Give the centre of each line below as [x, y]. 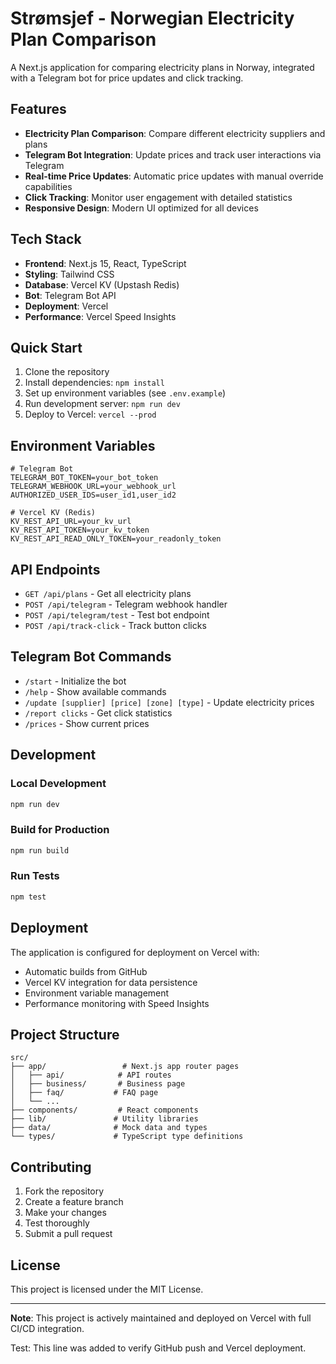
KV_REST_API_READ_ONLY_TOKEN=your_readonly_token [116, 539]
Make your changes [65, 1213]
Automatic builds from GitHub [86, 971]
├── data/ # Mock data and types [109, 1128]
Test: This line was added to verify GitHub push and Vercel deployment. [158, 1348]
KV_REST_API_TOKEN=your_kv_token [80, 530]
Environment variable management [97, 993]
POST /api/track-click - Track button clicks [115, 625]
